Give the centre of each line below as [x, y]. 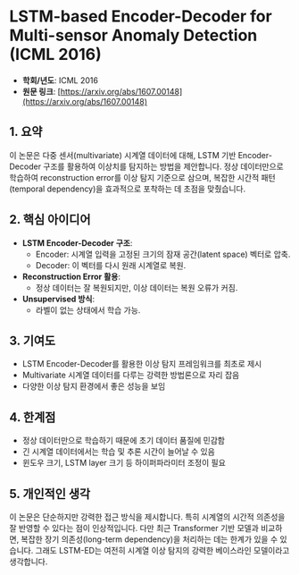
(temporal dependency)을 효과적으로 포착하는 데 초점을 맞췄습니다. [128, 189]
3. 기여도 [33, 340]
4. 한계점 [33, 417]
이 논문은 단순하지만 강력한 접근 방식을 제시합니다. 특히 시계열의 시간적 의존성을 [147, 517]
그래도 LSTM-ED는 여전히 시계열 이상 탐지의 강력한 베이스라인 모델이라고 [162, 550]
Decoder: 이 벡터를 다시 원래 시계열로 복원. [111, 265]
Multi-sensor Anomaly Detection [133, 35]
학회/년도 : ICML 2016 [60, 80]
